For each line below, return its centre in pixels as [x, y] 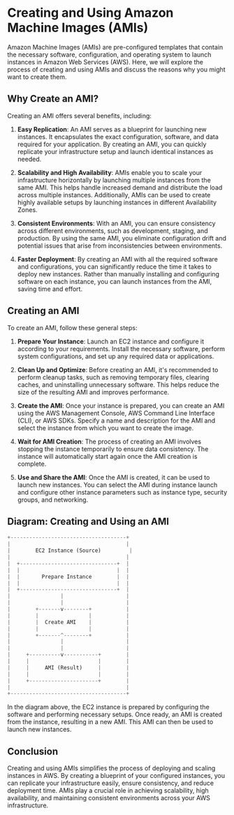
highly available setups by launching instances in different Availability [117, 202]
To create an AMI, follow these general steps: [72, 327]
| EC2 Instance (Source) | [70, 551]
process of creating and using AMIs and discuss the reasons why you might [116, 69]
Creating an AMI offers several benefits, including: [80, 115]
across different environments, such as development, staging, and [112, 231]
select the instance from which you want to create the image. [105, 427]
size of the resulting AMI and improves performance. [93, 392]
